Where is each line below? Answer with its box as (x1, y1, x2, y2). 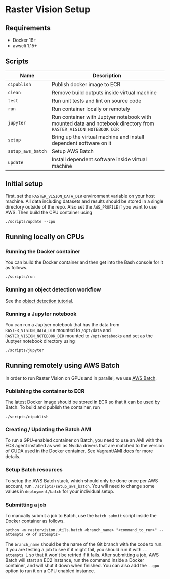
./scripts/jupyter (5, 348, 44, 353)
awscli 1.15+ (12, 43, 38, 49)
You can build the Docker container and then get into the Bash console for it (5, 259, 163, 265)
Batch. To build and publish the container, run (5, 404, 100, 410)
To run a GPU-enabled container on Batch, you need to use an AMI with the (5, 437, 163, 443)
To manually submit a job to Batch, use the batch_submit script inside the (5, 512, 157, 518)
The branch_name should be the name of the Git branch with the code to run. (5, 541, 163, 547)
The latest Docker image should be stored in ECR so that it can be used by (5, 399, 160, 405)
